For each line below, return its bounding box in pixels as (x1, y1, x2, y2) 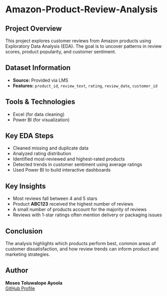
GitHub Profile (5, 285, 35, 291)
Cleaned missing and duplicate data (12, 145, 89, 151)
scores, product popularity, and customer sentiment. (5, 49, 116, 54)
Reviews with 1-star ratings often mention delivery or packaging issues (12, 212, 162, 218)
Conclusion (5, 227, 43, 235)
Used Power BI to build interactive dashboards (12, 167, 111, 173)
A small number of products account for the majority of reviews (12, 207, 147, 213)
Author (5, 266, 28, 275)
